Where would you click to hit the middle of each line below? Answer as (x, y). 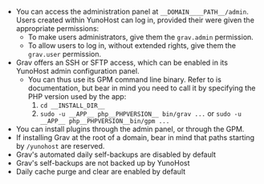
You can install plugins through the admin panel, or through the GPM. (130, 129)
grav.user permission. (65, 54)
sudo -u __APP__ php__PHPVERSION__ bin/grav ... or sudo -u (141, 114)
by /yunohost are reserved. (60, 146)
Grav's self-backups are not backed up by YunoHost (103, 163)
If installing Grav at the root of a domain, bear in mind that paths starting (135, 138)
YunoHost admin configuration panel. (77, 71)
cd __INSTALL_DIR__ (73, 106)
